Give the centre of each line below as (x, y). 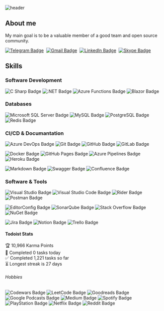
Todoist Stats (19, 234)
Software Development (34, 80)
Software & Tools (26, 182)
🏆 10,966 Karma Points (29, 245)
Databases (18, 104)
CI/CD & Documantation (35, 133)
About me (21, 23)
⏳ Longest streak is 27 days (34, 264)
